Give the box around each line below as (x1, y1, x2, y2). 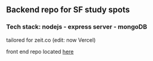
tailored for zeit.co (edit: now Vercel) (6, 36, 96, 44)
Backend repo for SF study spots (6, 5, 130, 15)
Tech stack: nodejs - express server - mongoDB (6, 23, 148, 31)
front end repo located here (6, 48, 74, 55)
